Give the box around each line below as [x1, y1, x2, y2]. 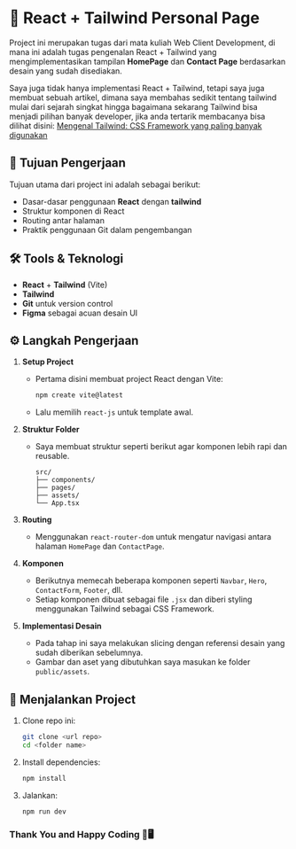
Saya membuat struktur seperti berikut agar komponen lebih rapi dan [35, 441, 288, 452]
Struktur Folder [21, 424, 80, 435]
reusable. [35, 451, 70, 462]
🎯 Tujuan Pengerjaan [9, 155, 127, 171]
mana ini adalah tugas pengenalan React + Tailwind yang [9, 46, 217, 57]
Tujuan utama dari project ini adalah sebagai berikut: [9, 179, 201, 190]
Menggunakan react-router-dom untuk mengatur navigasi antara [35, 532, 272, 542]
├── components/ [35, 476, 96, 485]
